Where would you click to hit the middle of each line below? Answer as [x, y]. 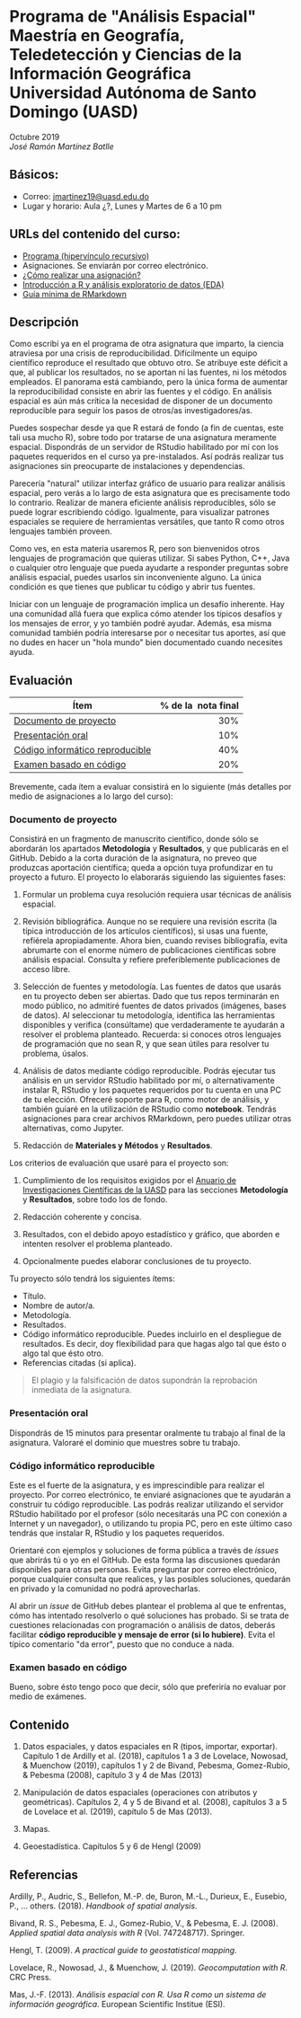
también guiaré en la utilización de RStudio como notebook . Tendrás [149, 1109]
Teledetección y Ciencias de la [126, 55]
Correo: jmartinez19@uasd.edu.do [86, 196]
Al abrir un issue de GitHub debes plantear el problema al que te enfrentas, [148, 1606]
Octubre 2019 [35, 137]
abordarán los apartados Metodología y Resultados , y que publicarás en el [149, 849]
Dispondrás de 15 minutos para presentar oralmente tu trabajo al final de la [147, 1433]
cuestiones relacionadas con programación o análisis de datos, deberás [142, 1625]
